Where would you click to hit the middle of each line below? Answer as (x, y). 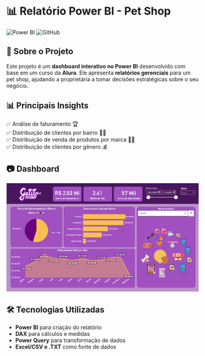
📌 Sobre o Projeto (40, 52)
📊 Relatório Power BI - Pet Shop (89, 11)
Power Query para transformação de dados (70, 340)
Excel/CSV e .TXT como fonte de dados (66, 347)
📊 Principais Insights (48, 106)
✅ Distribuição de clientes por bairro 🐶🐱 (56, 133)
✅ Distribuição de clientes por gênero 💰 (57, 147)
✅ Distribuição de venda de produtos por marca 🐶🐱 (71, 139)
